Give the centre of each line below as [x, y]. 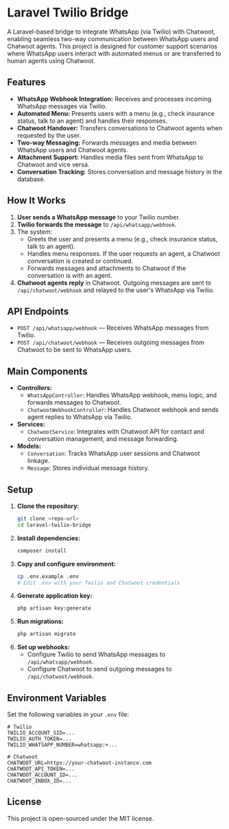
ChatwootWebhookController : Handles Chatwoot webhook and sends [123, 410]
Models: [29, 446]
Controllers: [35, 388]
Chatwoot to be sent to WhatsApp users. [74, 350]
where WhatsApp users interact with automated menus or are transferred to [114, 53]
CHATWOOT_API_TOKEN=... [41, 769]
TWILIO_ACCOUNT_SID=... [41, 733]
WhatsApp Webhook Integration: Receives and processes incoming [114, 99]
